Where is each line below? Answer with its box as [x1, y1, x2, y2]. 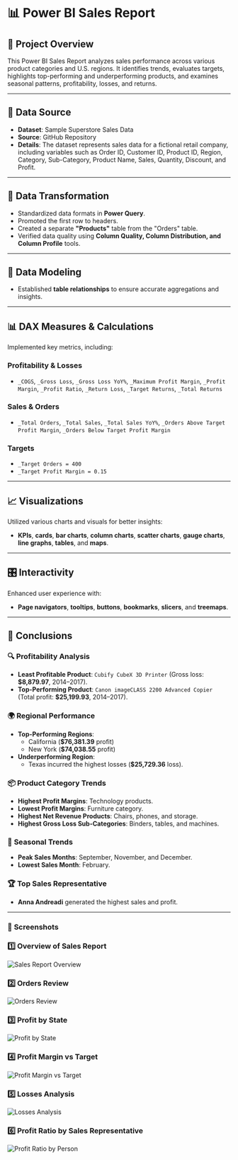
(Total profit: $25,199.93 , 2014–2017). [17, 693, 128, 702]
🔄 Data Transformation [7, 190, 110, 202]
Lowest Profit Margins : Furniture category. [17, 804, 144, 813]
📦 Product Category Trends [7, 778, 106, 788]
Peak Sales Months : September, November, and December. [17, 853, 193, 862]
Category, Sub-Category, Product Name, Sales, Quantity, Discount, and [17, 155, 227, 164]
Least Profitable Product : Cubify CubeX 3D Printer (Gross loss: [17, 670, 204, 679]
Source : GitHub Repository [17, 133, 97, 141]
